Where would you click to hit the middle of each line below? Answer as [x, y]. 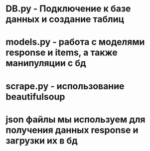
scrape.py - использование [65, 86]
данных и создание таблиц [65, 19]
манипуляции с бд [46, 63]
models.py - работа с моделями [75, 42]
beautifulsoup [35, 96]
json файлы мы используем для [76, 119]
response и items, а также [62, 53]
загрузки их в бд [42, 141]
